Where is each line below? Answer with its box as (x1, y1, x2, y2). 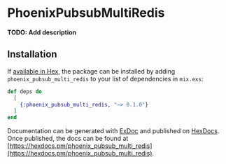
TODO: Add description (7, 28, 77, 36)
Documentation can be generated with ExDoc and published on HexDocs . (7, 127, 220, 135)
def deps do (7, 88, 42, 95)
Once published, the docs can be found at (7, 135, 129, 143)
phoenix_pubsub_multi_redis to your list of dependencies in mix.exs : (7, 74, 204, 83)
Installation (7, 48, 57, 60)
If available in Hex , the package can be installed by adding (7, 67, 176, 75)
